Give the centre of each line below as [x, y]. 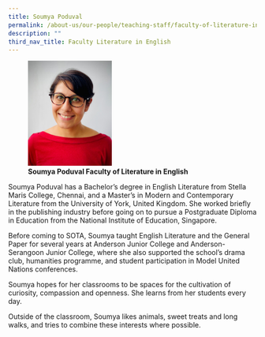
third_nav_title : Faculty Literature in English [90, 42]
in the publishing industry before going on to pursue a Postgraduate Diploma [132, 212]
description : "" [35, 33]
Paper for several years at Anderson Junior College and [99, 244]
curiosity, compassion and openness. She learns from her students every [127, 293]
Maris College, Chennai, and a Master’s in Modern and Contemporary [121, 195]
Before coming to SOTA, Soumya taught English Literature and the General [129, 235]
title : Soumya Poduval [45, 17]
